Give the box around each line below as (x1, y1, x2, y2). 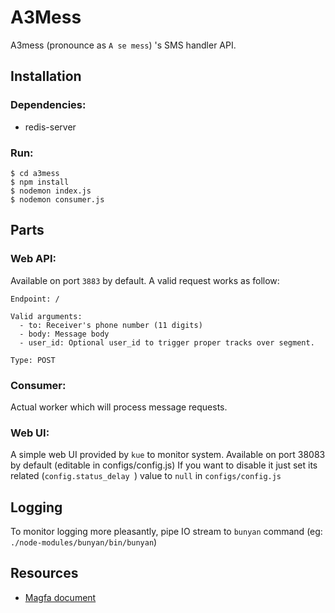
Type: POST (10, 355, 56, 365)
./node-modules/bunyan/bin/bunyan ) (10, 536, 158, 548)
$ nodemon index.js (10, 186, 92, 196)
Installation (10, 68, 82, 85)
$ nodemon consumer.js (10, 194, 105, 205)
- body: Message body (19, 329, 110, 339)
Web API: (10, 252, 57, 266)
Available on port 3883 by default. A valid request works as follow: (10, 274, 280, 286)
